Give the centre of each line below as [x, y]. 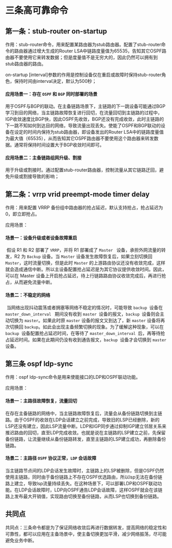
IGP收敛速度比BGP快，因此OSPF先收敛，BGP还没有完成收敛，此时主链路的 [85, 119]
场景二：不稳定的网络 [28, 295]
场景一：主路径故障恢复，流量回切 [41, 401]
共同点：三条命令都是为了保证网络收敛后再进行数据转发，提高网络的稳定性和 [86, 527]
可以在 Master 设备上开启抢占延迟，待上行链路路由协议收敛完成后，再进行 [83, 276]
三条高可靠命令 [37, 11]
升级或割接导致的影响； [34, 176]
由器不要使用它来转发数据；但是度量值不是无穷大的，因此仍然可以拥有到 [81, 57]
